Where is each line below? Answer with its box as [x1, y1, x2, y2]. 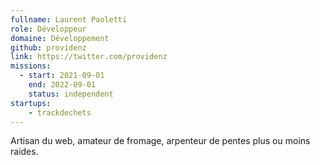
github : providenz [10, 42, 87, 53]
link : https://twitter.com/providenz [10, 52, 168, 62]
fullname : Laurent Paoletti [10, 14, 128, 25]
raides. [10, 146, 39, 158]
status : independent [28, 89, 114, 99]
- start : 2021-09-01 [19, 71, 105, 81]
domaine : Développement [10, 33, 110, 43]
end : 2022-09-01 [28, 80, 97, 90]
